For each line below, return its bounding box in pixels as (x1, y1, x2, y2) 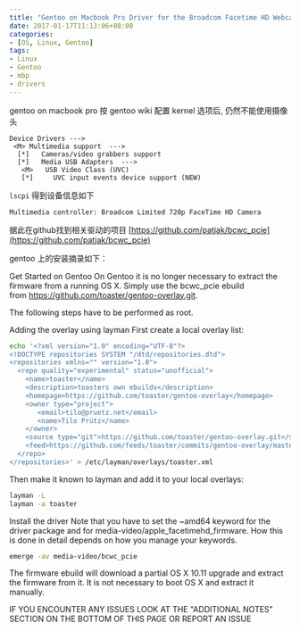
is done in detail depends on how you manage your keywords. (9, 535, 238, 545)
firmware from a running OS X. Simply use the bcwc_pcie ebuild (9, 280, 245, 291)
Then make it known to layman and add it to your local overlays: (9, 474, 244, 485)
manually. (9, 586, 45, 598)
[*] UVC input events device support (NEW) (21, 173, 202, 182)
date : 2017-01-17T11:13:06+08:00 (9, 21, 134, 30)
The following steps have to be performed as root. (9, 307, 194, 318)
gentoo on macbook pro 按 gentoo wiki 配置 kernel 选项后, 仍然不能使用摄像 (9, 104, 288, 116)
